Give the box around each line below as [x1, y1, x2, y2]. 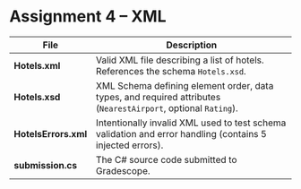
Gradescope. [95, 164, 150, 176]
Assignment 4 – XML [9, 6, 167, 27]
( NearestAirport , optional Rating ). [95, 101, 239, 114]
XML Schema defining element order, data [95, 79, 274, 91]
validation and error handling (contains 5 [95, 127, 267, 140]
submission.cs [13, 159, 78, 171]
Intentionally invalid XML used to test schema [95, 116, 287, 129]
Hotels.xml [13, 59, 61, 72]
